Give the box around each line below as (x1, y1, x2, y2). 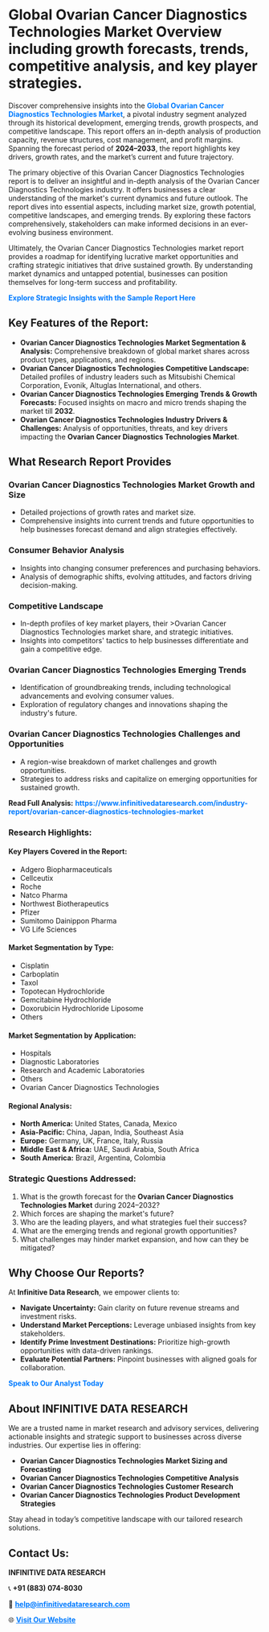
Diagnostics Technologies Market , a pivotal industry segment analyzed (8, 109, 247, 118)
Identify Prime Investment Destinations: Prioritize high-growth (19, 1337, 230, 1347)
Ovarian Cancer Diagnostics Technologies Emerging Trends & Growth (19, 389, 258, 399)
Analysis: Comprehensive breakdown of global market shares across (19, 346, 251, 356)
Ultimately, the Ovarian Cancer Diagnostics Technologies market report (8, 243, 244, 253)
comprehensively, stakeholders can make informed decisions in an (8, 219, 229, 229)
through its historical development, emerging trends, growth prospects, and (8, 118, 259, 127)
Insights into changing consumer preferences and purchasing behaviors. (19, 563, 261, 572)
